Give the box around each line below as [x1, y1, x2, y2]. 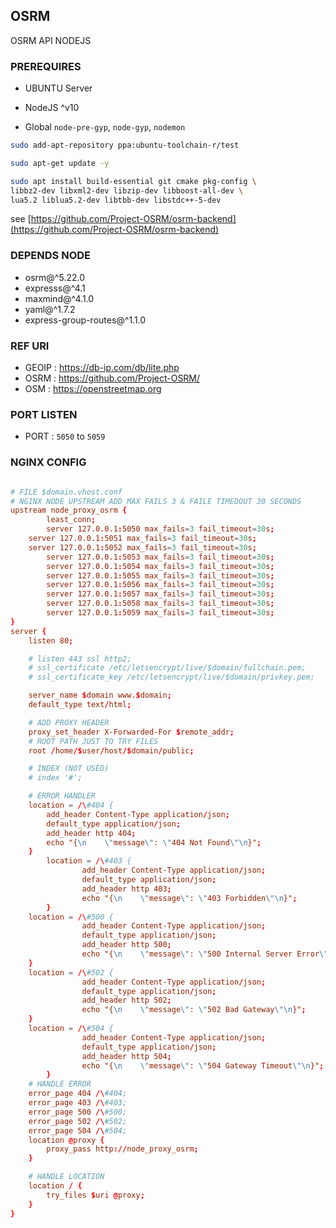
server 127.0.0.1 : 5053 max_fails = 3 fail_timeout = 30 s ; [46, 552, 275, 562]
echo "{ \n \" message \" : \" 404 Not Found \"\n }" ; [46, 837, 262, 848]
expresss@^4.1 [24, 282, 86, 294]
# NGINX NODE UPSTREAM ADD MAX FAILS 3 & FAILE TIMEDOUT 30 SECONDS [10, 496, 302, 506]
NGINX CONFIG [10, 455, 87, 469]
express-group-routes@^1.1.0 [24, 314, 147, 326]
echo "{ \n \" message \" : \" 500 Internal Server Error [81, 949, 320, 959]
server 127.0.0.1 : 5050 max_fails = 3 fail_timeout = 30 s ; [46, 524, 275, 534]
